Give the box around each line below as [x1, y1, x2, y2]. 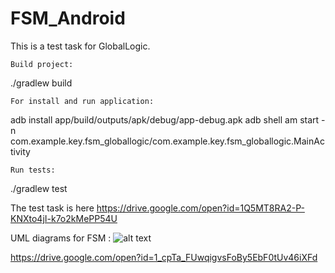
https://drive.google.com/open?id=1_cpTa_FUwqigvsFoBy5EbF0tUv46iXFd [10, 251, 318, 263]
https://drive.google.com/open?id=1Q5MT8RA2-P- [96, 202, 305, 214]
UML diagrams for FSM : [10, 232, 112, 244]
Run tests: [10, 165, 56, 175]
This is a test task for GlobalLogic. [10, 40, 151, 52]
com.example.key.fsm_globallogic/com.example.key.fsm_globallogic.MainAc [10, 135, 325, 147]
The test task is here [10, 202, 95, 214]
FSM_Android [10, 7, 126, 30]
